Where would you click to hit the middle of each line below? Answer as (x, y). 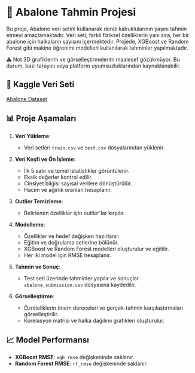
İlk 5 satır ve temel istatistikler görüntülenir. (77, 170)
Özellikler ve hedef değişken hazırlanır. (71, 236)
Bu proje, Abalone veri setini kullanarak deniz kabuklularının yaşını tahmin (97, 29)
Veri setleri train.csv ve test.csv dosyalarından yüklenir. (94, 147)
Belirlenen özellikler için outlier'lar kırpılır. (74, 213)
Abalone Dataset (27, 99)
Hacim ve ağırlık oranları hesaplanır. (68, 189)
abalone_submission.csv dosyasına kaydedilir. (80, 285)
